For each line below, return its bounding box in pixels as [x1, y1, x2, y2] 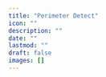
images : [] [8, 57, 45, 65]
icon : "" [8, 19, 38, 27]
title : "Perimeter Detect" [8, 11, 99, 20]
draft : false [8, 49, 52, 57]
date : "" [8, 34, 38, 43]
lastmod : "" [8, 42, 48, 50]
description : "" [8, 26, 63, 34]
